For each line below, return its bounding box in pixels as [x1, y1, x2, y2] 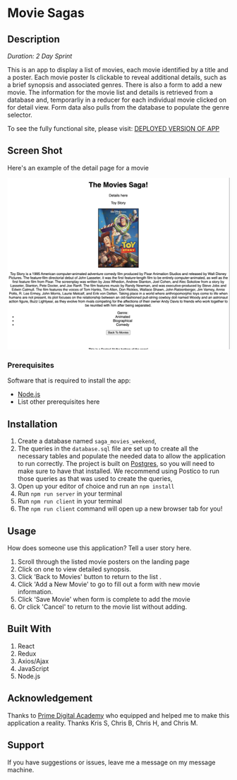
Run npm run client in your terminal [17, 497, 122, 506]
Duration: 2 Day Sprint [7, 52, 73, 60]
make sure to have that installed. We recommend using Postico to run [17, 467, 220, 475]
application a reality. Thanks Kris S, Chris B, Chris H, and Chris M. [7, 718, 198, 727]
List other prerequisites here [17, 397, 100, 406]
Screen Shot [7, 145, 63, 157]
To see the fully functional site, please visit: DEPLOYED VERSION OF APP [7, 124, 220, 132]
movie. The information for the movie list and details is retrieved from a [7, 88, 214, 96]
